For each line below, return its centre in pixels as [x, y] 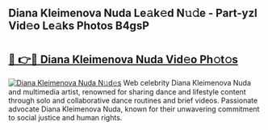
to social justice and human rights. [65, 117]
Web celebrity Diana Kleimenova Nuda [187, 83]
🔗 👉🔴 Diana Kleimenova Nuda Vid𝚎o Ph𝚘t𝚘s [123, 59]
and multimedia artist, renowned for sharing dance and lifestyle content [127, 92]
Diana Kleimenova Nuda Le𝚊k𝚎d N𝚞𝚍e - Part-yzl [133, 13]
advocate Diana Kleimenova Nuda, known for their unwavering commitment [134, 109]
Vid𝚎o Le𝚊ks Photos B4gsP [79, 26]
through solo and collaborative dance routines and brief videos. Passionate [133, 101]
